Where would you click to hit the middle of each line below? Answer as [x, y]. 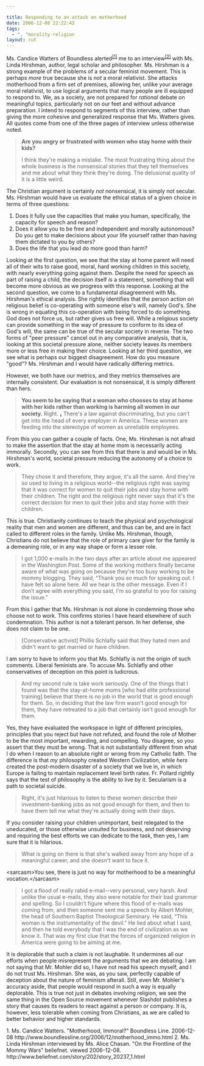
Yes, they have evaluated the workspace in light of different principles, [95, 728]
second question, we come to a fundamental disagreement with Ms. [92, 292]
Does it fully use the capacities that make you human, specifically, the [103, 216]
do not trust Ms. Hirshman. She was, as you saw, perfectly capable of [93, 973]
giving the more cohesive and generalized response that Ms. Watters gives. [101, 116]
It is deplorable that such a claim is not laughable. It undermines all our [95, 954]
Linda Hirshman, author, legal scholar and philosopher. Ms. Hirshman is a [98, 65]
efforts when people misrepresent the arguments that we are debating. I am [101, 960]
